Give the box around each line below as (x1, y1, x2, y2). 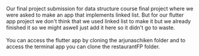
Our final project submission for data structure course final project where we (6, 5, 194, 12)
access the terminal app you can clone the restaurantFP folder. (6, 43, 160, 50)
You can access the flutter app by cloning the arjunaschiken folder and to (6, 37, 186, 43)
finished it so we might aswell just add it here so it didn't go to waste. (6, 24, 175, 31)
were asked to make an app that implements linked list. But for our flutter (6, 11, 184, 18)
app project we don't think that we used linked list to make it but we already (6, 18, 191, 24)
